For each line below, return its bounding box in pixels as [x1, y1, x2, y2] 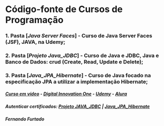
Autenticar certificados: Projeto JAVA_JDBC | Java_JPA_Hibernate [5, 103, 150, 109]
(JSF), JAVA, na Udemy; [5, 39, 65, 46]
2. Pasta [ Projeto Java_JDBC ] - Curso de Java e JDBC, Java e [5, 52, 159, 59]
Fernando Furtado [5, 116, 45, 122]
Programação [5, 14, 63, 26]
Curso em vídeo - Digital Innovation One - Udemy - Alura [5, 91, 127, 97]
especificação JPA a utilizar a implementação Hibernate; [5, 78, 148, 85]
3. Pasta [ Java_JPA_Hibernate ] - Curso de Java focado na [5, 72, 151, 79]
